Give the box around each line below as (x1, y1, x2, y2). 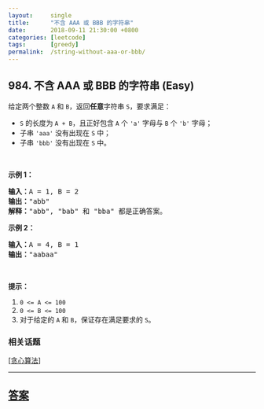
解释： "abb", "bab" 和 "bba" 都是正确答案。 (8, 206, 167, 216)
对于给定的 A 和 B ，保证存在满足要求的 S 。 (19, 315, 156, 324)
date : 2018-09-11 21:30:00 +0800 (8, 26, 139, 34)
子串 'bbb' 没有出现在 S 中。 (19, 138, 112, 147)
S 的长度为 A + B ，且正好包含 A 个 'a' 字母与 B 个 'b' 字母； (19, 118, 213, 127)
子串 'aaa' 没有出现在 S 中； (19, 127, 112, 138)
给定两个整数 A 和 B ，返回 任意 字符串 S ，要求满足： (8, 101, 171, 111)
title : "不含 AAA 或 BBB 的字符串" (8, 19, 134, 27)
